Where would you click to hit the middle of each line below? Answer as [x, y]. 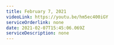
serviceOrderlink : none [35, 22]
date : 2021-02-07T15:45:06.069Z [45, 28]
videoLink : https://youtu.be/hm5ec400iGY [57, 17]
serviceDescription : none [37, 33]
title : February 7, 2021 [36, 11]
